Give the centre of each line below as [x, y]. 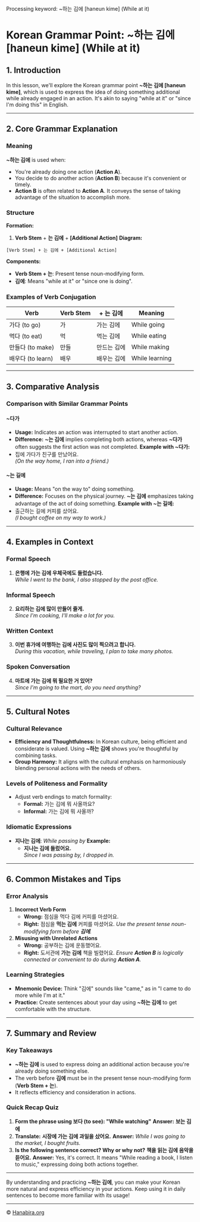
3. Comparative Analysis [53, 387]
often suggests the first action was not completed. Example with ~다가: [102, 447]
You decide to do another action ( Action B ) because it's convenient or [101, 178]
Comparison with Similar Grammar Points [67, 404]
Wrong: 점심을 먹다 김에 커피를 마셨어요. [71, 916]
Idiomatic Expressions [39, 827]
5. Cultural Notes [38, 711]
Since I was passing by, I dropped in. [69, 855]
